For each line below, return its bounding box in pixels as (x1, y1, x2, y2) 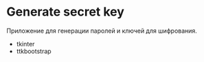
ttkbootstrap (16, 47, 52, 55)
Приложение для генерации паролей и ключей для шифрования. (6, 27, 197, 35)
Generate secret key (6, 4, 125, 20)
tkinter (16, 40, 35, 48)
